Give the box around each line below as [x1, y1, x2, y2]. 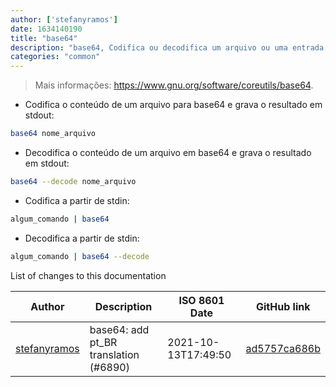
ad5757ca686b [245, 341, 321, 355]
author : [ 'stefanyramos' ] [10, 14, 118, 25]
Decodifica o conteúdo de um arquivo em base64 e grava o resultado [24, 147, 312, 158]
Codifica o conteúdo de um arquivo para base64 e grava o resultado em [24, 99, 323, 111]
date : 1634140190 [10, 24, 83, 34]
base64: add [89, 322, 150, 336]
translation [89, 347, 140, 361]
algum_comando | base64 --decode [10, 251, 150, 261]
